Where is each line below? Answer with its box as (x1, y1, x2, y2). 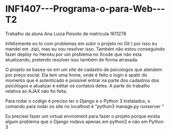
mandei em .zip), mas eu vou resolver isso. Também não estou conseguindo (5, 46, 165, 52)
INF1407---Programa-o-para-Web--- (5, 3, 165, 15)
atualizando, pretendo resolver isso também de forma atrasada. (5, 56, 139, 62)
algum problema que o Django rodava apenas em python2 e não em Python (5, 118, 164, 124)
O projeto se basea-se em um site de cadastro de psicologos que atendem (5, 66, 162, 73)
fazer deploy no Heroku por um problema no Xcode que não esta (5, 51, 141, 57)
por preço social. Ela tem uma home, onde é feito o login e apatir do (5, 72, 148, 78)
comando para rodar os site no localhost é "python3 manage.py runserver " (5, 103, 164, 109)
